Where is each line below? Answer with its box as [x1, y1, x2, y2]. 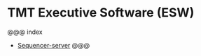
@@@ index [7, 28, 43, 36]
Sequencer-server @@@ [17, 41, 90, 49]
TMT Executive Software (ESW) [7, 5, 195, 21]
